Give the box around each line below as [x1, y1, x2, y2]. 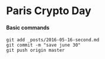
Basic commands [6, 24, 50, 31]
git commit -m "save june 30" [6, 42, 81, 48]
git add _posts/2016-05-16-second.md [6, 37, 100, 43]
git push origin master [6, 47, 65, 54]
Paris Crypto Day [6, 4, 92, 18]
